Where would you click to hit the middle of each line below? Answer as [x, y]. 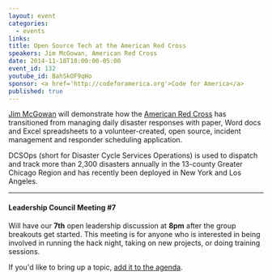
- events [30, 31]
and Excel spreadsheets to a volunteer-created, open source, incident [125, 131]
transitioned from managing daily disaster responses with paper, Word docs [135, 123]
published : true [36, 91]
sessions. [24, 251]
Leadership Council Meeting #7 [62, 207]
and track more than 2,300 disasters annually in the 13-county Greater [125, 164]
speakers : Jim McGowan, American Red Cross [83, 53]
